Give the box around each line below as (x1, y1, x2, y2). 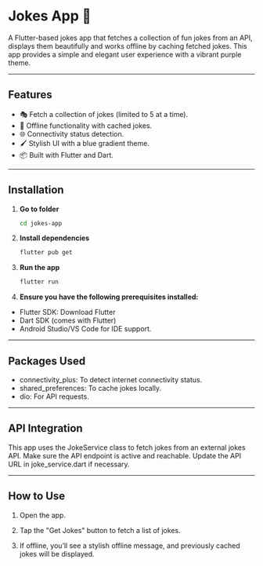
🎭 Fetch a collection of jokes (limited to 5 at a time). (19, 109, 189, 119)
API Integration (8, 422, 84, 435)
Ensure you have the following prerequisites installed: (19, 292, 199, 301)
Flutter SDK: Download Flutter (19, 308, 116, 317)
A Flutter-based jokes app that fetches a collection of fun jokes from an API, (8, 33, 253, 42)
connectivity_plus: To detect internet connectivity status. (19, 375, 203, 384)
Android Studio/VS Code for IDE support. (19, 324, 152, 334)
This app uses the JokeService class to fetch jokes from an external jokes (8, 443, 246, 452)
